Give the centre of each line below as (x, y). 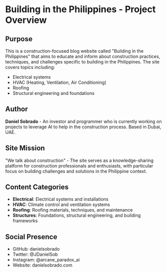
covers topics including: (30, 67)
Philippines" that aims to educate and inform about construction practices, (83, 56)
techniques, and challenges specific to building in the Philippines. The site (82, 62)
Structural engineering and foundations (53, 93)
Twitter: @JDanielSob (35, 254)
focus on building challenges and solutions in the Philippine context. (76, 171)
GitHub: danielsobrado (36, 249)
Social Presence (31, 237)
